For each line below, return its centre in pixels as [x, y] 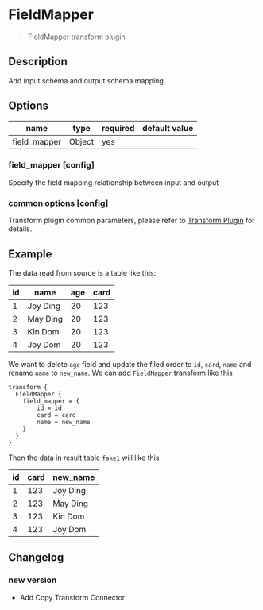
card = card [57, 415]
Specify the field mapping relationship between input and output [114, 182]
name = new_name [64, 422]
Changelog [36, 558]
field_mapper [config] [52, 165]
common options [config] [58, 203]
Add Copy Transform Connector [72, 597]
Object [81, 141]
